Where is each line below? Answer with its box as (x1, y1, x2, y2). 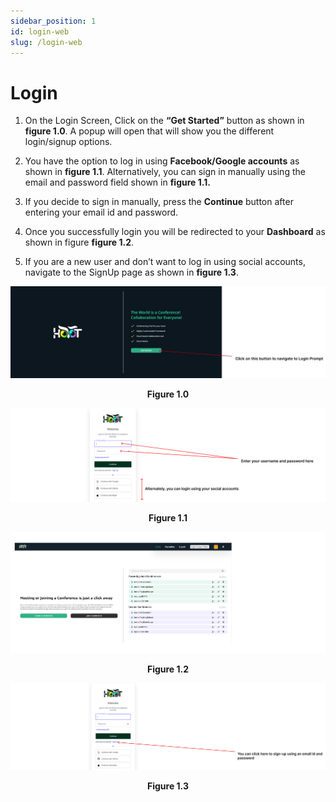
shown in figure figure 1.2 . (24, 236, 135, 249)
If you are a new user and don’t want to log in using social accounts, (24, 256, 306, 268)
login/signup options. (24, 136, 113, 148)
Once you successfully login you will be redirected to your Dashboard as (24, 226, 326, 238)
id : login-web (10, 26, 70, 37)
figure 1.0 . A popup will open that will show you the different (24, 125, 275, 137)
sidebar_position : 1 (10, 16, 97, 26)
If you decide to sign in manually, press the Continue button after (24, 196, 294, 208)
